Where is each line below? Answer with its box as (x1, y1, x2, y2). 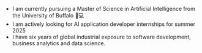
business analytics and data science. (12, 40, 106, 47)
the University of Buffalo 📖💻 (12, 12, 84, 19)
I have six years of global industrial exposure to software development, (12, 33, 191, 40)
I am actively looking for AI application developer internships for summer (12, 20, 196, 28)
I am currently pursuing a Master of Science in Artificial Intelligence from (12, 5, 196, 12)
